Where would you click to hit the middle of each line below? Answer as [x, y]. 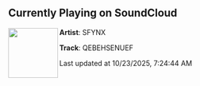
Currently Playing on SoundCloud [93, 13]
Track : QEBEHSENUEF [96, 48]
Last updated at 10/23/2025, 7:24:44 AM [126, 63]
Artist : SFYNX [83, 32]
